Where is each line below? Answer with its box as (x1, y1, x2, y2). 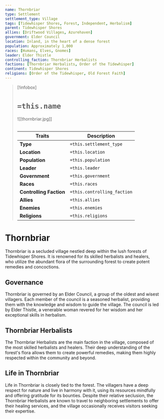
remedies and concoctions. (5, 264, 60, 270)
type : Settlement (5, 12, 41, 17)
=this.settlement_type (70, 142, 123, 147)
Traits (35, 133, 50, 140)
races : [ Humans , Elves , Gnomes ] (5, 48, 71, 53)
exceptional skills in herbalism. (5, 312, 67, 318)
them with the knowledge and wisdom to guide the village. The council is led (5, 302, 159, 308)
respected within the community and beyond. (5, 355, 97, 361)
